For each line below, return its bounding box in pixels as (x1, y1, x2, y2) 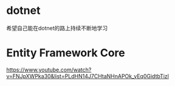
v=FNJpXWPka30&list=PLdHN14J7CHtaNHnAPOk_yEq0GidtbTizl (6, 72, 169, 79)
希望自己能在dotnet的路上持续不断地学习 (6, 24, 108, 31)
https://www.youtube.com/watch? (6, 66, 92, 73)
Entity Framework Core (6, 46, 126, 60)
